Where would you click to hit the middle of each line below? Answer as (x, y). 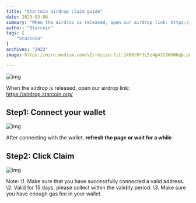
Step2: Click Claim (40, 156)
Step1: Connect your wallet (56, 112)
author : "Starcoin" (30, 28)
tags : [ (15, 33)
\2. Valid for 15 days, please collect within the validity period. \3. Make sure (96, 188)
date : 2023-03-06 (27, 17)
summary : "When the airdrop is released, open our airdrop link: (87, 22)
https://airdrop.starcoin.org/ (39, 94)
